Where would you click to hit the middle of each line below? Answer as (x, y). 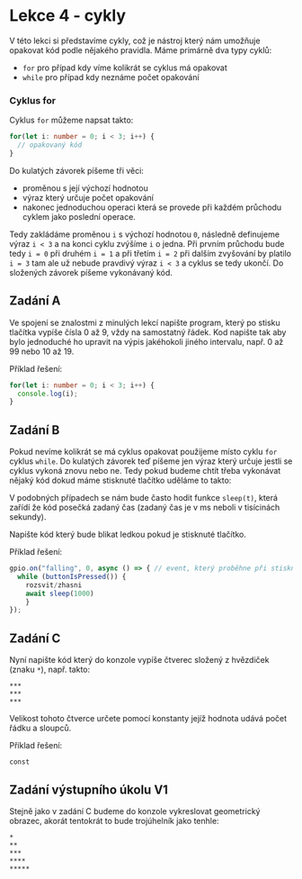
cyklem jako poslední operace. (79, 216)
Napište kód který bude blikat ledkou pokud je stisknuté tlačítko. (128, 535)
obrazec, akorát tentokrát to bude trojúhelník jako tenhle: (114, 820)
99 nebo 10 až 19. (42, 351)
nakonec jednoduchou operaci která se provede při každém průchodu (152, 207)
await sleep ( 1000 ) (60, 594)
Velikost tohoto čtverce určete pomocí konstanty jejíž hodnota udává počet (148, 719)
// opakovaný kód (50, 145)
